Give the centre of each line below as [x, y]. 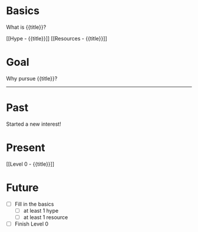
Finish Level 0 [32, 224]
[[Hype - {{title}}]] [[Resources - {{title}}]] [57, 38]
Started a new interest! [34, 124]
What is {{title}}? [26, 27]
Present [26, 147]
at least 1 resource [46, 217]
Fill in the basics [34, 204]
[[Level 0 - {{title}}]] [30, 164]
